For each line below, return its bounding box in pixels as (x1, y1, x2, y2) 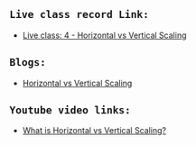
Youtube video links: (9, 104, 131, 117)
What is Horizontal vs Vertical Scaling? (22, 125, 167, 136)
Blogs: (9, 56, 47, 69)
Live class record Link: (9, 8, 150, 22)
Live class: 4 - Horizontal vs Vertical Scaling (22, 30, 187, 41)
